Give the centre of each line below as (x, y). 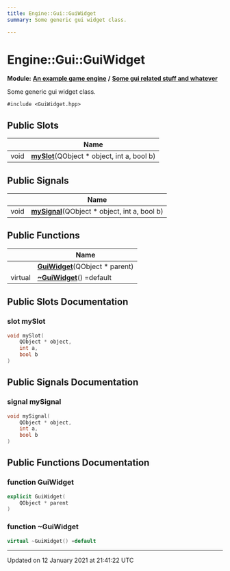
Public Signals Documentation (73, 382)
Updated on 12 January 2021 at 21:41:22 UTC (71, 560)
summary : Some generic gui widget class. (67, 20)
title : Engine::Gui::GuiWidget (52, 13)
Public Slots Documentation (68, 302)
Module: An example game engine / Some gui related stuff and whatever (112, 79)
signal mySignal (34, 402)
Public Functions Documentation (78, 463)
